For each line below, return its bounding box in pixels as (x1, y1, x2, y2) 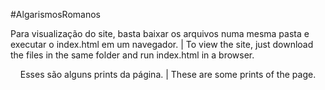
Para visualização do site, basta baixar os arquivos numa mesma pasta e (10, 28, 310, 39)
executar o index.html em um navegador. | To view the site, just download (10, 39, 314, 50)
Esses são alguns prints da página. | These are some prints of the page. (19, 69, 317, 80)
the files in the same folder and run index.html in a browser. (10, 49, 255, 61)
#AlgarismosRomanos (10, 9, 101, 20)
